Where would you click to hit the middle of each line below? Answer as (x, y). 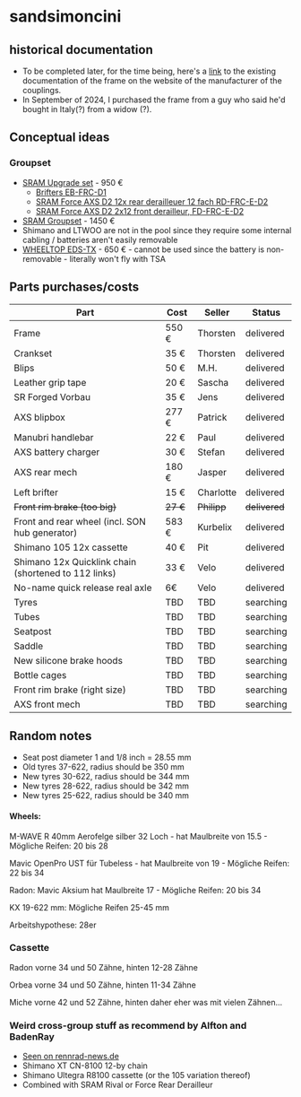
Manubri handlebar (54, 437)
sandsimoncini (65, 17)
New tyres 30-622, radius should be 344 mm (106, 777)
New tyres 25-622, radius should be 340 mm (106, 796)
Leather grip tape (50, 382)
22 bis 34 (27, 873)
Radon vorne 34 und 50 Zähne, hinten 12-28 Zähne (104, 967)
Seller (217, 312)
